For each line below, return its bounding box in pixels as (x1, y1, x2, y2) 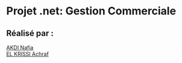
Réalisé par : (6, 28, 54, 38)
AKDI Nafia (6, 44, 34, 51)
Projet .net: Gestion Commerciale (6, 4, 177, 18)
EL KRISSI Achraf (6, 50, 49, 58)
